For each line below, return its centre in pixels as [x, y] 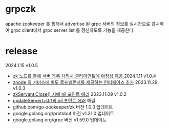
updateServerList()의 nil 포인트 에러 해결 [54, 100]
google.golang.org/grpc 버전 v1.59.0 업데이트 [59, 120]
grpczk [21, 9]
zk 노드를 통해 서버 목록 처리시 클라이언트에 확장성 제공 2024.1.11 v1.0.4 [84, 76]
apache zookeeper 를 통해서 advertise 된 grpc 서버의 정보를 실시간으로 [78, 24]
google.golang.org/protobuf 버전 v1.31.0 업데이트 [63, 113]
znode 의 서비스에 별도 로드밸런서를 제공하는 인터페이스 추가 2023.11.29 [85, 82]
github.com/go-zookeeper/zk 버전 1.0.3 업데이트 [63, 107]
